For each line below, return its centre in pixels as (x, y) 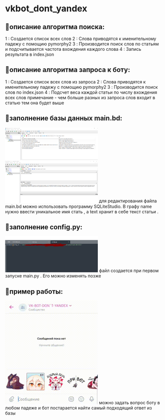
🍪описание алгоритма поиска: (55, 27)
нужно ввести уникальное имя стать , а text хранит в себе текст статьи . (82, 211)
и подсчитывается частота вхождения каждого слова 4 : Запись (73, 49)
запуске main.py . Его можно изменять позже (53, 276)
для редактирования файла (128, 201)
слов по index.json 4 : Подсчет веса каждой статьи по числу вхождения (81, 92)
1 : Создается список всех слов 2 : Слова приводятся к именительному (81, 38)
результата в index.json (30, 54)
